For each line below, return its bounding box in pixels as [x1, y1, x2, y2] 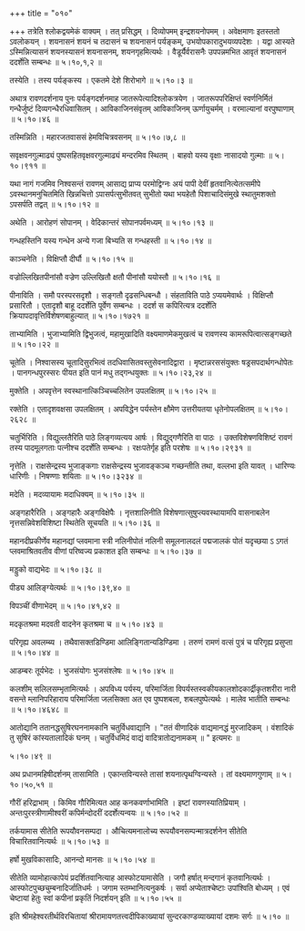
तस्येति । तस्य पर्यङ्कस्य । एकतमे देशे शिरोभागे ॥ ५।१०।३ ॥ [9, 75, 193, 86]
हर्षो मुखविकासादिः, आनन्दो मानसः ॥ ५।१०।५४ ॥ [9, 855, 155, 865]
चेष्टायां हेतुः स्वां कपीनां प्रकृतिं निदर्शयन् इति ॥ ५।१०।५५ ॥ [9, 893, 182, 904]
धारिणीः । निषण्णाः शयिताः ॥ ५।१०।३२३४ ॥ [9, 471, 143, 481]
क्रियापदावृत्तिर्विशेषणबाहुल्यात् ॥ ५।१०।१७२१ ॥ [9, 310, 149, 321]
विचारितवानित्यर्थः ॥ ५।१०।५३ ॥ [9, 836, 109, 846]
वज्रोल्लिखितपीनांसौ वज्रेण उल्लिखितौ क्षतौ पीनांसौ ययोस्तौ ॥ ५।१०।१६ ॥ [9, 272, 220, 282]
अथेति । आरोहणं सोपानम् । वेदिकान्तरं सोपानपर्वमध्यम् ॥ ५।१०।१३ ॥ [9, 218, 214, 228]
